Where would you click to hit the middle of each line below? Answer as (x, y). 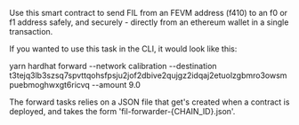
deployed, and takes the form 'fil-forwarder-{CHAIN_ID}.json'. (122, 111)
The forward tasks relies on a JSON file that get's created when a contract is (149, 102)
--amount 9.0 (116, 85)
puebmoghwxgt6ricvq (50, 85)
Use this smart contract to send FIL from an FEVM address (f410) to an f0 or (148, 13)
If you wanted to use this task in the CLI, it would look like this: (123, 49)
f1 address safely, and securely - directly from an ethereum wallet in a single (149, 22)
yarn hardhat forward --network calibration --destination (113, 66)
